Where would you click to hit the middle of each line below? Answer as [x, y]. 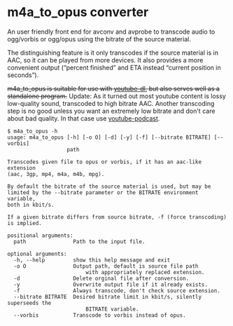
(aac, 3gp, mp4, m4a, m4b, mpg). [56, 174]
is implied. [24, 223]
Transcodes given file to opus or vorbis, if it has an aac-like [104, 162]
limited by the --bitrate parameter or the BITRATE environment [103, 192]
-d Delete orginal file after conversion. [101, 278]
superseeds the [29, 303]
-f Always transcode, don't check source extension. [117, 291]
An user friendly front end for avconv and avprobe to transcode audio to [111, 32]
